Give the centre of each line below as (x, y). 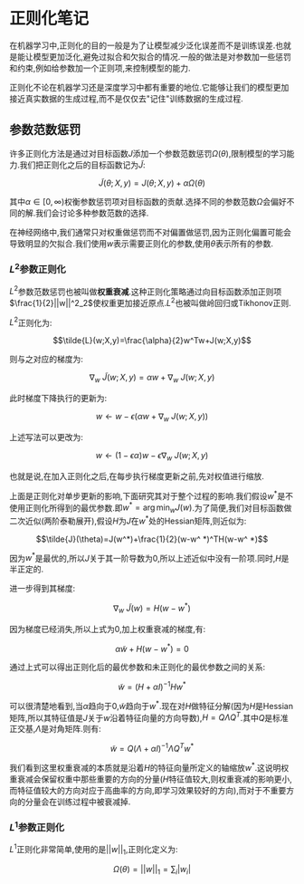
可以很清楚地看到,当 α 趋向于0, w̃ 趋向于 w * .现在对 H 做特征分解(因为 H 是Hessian (152, 705)
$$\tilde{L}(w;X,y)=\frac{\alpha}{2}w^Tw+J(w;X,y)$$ (152, 341)
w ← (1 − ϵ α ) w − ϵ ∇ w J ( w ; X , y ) (152, 456)
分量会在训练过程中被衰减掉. (78, 802)
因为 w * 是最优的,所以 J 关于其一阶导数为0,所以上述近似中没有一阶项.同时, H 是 (149, 557)
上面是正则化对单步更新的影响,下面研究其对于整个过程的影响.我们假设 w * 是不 (152, 495)
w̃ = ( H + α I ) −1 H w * (152, 687)
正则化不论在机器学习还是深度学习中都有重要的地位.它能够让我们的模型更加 (149, 87)
